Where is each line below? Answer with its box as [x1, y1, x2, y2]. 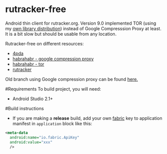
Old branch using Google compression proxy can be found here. [5, 76, 138, 82]
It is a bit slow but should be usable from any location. [5, 31, 117, 37]
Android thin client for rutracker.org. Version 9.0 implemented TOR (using [5, 20, 156, 26]
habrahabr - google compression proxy [12, 55, 94, 61]
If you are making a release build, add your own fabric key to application [12, 115, 162, 121]
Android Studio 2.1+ [12, 96, 54, 102]
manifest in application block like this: [12, 120, 92, 126]
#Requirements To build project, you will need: [5, 86, 101, 92]
